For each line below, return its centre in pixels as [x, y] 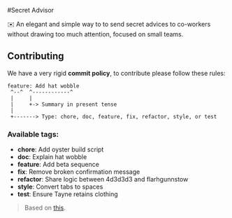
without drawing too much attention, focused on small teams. [95, 34]
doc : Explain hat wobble [52, 157]
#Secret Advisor [31, 10]
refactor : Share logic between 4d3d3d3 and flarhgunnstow [103, 179]
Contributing [36, 56]
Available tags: [33, 134]
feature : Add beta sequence [58, 165]
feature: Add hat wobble [43, 86]
